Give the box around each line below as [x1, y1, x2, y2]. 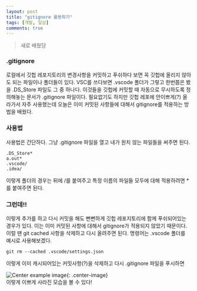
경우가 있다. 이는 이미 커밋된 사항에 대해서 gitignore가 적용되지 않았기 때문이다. [6, 222, 188, 230]
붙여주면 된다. [12, 184, 44, 191]
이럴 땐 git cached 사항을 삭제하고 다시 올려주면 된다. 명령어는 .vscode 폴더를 [6, 230, 186, 237]
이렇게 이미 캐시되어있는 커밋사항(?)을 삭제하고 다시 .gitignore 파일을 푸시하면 [6, 260, 185, 267]
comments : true [6, 25, 44, 31]
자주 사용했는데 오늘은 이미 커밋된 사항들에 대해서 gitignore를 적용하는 [21, 101, 183, 108]
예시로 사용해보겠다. [6, 237, 52, 244]
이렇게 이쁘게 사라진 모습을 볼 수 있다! [6, 279, 92, 286]
